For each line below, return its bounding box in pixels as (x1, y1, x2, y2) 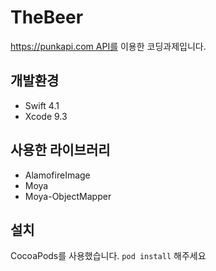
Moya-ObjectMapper (24, 190, 112, 202)
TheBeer (10, 6, 84, 29)
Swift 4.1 (24, 99, 60, 111)
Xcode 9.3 (24, 110, 68, 122)
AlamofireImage (24, 169, 91, 181)
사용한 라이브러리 (10, 142, 111, 159)
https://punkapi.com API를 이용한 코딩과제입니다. (10, 40, 207, 52)
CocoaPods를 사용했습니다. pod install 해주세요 (10, 250, 207, 262)
